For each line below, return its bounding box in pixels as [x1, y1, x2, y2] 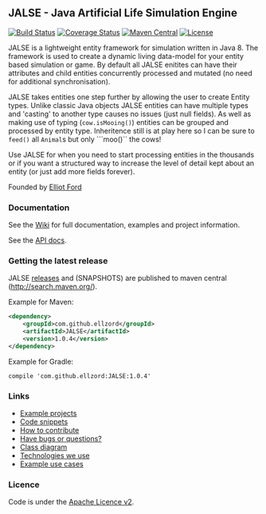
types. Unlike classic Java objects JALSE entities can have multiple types [8, 100, 248, 110]
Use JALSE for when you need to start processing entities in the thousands [8, 150, 255, 159]
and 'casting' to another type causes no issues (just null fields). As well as [8, 109, 252, 119]
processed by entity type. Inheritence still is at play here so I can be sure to [8, 126, 255, 135]
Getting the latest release [8, 255, 108, 267]
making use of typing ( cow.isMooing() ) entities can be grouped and [8, 117, 229, 127]
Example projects [19, 409, 77, 419]
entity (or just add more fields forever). [8, 166, 135, 176]
